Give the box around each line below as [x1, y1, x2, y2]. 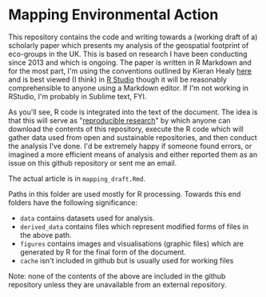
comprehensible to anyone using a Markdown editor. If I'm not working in [8, 82, 249, 93]
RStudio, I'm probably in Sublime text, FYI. [8, 91, 147, 101]
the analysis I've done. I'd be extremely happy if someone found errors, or [8, 141, 252, 151]
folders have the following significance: [8, 198, 138, 207]
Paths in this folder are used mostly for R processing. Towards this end [8, 189, 241, 199]
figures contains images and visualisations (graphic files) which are [19, 239, 244, 248]
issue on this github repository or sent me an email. [8, 158, 177, 167]
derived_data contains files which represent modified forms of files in [19, 222, 249, 231]
